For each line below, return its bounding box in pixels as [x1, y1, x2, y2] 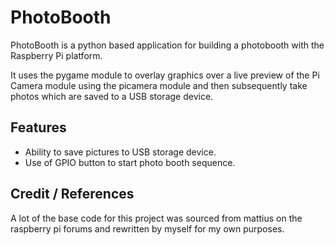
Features [10, 119, 67, 136]
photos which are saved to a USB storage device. [10, 90, 214, 102]
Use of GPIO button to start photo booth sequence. [24, 156, 236, 168]
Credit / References [10, 186, 135, 203]
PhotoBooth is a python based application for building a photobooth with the [10, 39, 325, 51]
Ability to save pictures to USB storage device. [24, 146, 217, 158]
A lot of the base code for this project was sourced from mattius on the [10, 212, 303, 224]
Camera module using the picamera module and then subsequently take [10, 79, 308, 91]
